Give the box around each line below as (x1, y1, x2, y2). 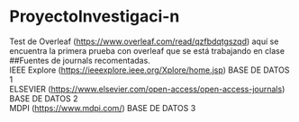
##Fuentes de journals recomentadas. (9, 55, 150, 65)
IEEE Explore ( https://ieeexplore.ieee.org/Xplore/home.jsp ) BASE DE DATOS (9, 65, 290, 75)
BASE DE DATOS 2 (9, 92, 78, 104)
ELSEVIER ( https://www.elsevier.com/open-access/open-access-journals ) (9, 83, 285, 94)
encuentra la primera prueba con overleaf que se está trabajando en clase (9, 45, 285, 56)
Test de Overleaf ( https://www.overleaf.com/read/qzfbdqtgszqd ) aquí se (9, 36, 279, 47)
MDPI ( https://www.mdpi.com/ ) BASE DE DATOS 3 (9, 102, 196, 113)
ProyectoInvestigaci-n (9, 6, 180, 27)
